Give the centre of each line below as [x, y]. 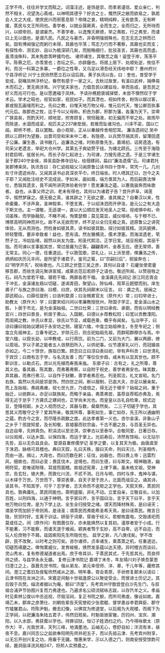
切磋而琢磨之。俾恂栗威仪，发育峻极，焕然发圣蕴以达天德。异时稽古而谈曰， [82, 547]
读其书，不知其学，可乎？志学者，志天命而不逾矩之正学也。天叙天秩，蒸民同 [82, 486]
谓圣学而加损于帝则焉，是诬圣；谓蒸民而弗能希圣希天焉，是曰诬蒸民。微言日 [82, 510]
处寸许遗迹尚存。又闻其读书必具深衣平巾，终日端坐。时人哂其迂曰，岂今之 [80, 173]
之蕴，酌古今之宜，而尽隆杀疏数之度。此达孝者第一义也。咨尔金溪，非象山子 [82, 418]
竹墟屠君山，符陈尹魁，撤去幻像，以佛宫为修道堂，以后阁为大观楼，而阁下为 [82, 609]
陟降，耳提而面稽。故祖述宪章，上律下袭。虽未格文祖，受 [93, 467]
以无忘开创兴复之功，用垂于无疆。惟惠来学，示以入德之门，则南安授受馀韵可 [82, 639]
